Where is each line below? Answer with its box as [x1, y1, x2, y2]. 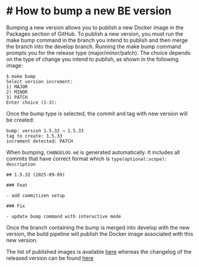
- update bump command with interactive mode [6, 213, 121, 219]
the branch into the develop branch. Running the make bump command [6, 43, 182, 50]
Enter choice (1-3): [6, 100, 58, 105]
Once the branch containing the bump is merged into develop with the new [6, 223, 190, 231]
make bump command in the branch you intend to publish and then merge [6, 36, 188, 44]
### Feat [6, 182, 28, 188]
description [6, 161, 36, 167]
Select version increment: [6, 79, 73, 85]
